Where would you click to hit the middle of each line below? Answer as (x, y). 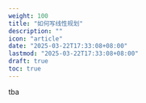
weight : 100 (28, 16)
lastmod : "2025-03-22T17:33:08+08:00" (73, 54)
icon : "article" (35, 39)
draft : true (28, 62)
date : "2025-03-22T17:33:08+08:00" (68, 46)
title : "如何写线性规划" (46, 24)
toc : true (25, 69)
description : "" (35, 31)
